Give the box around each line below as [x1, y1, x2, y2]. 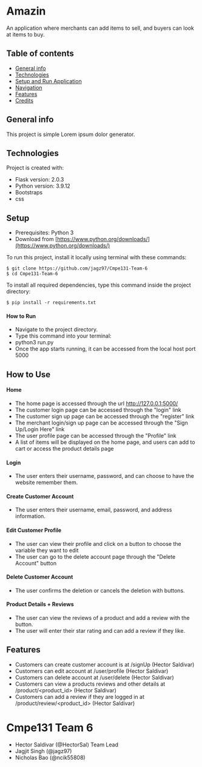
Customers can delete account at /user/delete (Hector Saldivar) [15, 673, 174, 681]
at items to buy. [6, 30, 45, 38]
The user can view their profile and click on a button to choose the [15, 540, 181, 547]
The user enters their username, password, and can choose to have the [15, 472, 194, 480]
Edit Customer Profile [6, 527, 62, 534]
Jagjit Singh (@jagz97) [15, 747, 72, 754]
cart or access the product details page [15, 445, 114, 452]
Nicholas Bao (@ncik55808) [15, 754, 86, 761]
